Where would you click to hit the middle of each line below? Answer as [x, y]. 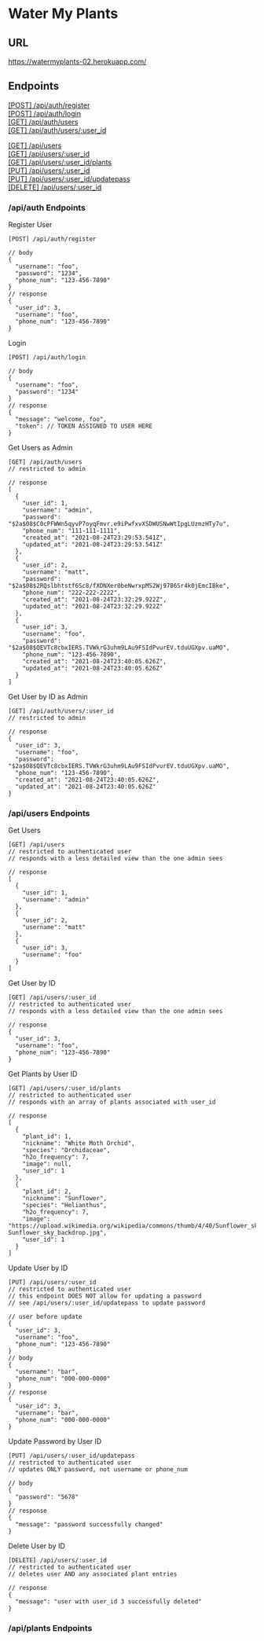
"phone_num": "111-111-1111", [72, 531]
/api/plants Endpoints [50, 1628]
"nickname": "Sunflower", [65, 1199]
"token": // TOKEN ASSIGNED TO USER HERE [84, 426]
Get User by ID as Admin [48, 697]
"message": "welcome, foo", [61, 420]
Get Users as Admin [40, 448]
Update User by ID [38, 1268]
